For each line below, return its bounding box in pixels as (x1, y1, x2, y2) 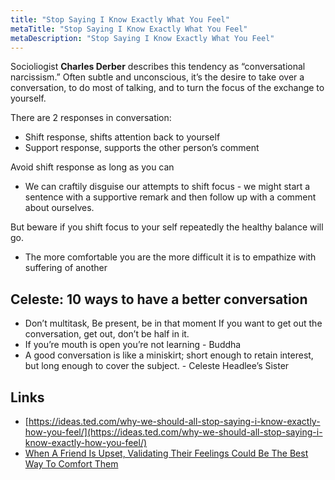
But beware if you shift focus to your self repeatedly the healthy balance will (10, 221, 324, 233)
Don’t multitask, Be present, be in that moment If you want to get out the (24, 317, 323, 330)
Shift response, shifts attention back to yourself (24, 131, 221, 143)
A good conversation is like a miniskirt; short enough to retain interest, (24, 349, 314, 361)
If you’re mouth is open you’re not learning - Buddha (24, 339, 242, 351)
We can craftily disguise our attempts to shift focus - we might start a (24, 181, 311, 193)
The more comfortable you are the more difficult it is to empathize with (24, 251, 317, 263)
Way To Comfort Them (24, 458, 119, 470)
